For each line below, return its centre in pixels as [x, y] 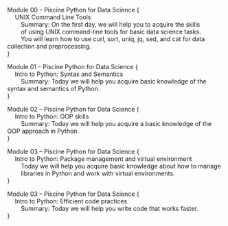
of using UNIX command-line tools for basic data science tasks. [111, 32]
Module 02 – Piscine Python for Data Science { [73, 109]
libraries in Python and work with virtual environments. [98, 173]
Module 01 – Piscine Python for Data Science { [73, 67]
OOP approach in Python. [43, 131]
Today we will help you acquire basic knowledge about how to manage [121, 166]
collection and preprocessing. [49, 46]
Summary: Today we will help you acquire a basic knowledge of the [116, 124]
